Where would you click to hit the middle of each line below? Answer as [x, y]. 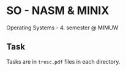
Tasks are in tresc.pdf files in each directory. [63, 61]
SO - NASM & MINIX [58, 11]
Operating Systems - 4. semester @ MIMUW [62, 28]
